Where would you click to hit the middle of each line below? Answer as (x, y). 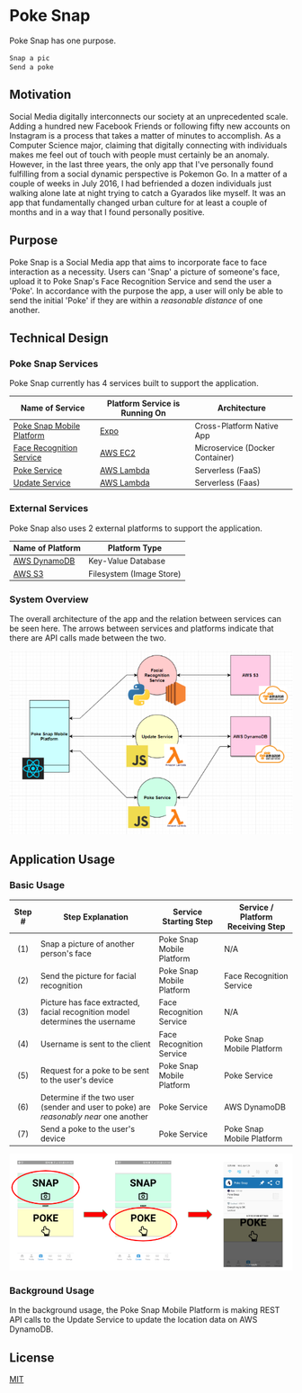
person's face (66, 954)
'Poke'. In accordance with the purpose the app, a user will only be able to (146, 291)
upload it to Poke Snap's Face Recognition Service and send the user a (141, 281)
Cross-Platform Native (236, 426)
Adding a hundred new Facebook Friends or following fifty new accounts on (150, 126)
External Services (49, 508)
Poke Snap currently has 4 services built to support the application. (134, 383)
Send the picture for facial (88, 975)
